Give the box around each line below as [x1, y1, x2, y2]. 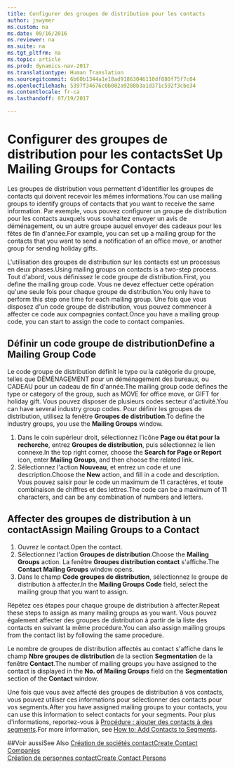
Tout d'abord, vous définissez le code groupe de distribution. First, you [7, 272, 210, 281]
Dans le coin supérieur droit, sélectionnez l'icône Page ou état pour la [17, 433, 220, 441]
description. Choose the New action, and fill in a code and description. [17, 470, 220, 479]
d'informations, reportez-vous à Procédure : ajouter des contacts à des [7, 717, 213, 726]
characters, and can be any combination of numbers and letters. [17, 493, 203, 501]
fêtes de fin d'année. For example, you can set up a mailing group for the [7, 229, 216, 237]
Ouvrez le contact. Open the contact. [17, 542, 123, 551]
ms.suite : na [7, 43, 46, 50]
